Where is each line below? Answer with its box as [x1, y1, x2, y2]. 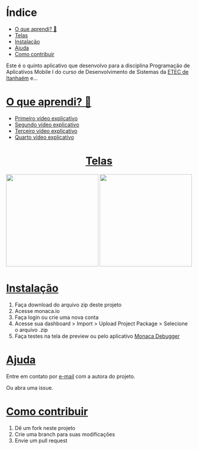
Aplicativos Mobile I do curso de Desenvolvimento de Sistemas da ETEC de [6, 68, 189, 75]
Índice [6, 6, 37, 19]
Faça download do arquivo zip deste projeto [14, 301, 122, 308]
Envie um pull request [14, 437, 68, 444]
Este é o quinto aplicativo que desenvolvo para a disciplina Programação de [6, 62, 190, 69]
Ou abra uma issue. [6, 384, 54, 391]
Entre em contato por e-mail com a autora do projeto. [6, 373, 136, 380]
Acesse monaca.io [14, 307, 60, 314]
